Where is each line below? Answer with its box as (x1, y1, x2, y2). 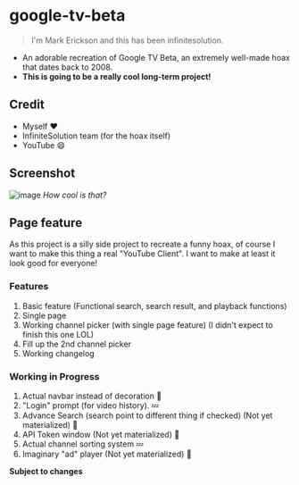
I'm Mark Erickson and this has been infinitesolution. (30, 35, 224, 46)
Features (9, 280, 49, 293)
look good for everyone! (9, 258, 98, 269)
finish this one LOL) (21, 329, 95, 339)
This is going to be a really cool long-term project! (21, 71, 212, 81)
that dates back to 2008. (21, 62, 113, 72)
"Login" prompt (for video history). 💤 (21, 399, 159, 411)
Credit (9, 97, 45, 113)
